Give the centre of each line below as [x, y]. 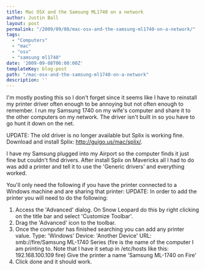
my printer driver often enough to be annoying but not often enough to [95, 104]
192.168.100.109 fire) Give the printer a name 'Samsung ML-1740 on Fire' [106, 255]
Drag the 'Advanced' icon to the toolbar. [65, 223]
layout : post [23, 23]
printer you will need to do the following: [57, 198]
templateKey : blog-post [37, 69]
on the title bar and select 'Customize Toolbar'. [74, 216]
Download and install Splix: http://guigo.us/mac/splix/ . [74, 142]
